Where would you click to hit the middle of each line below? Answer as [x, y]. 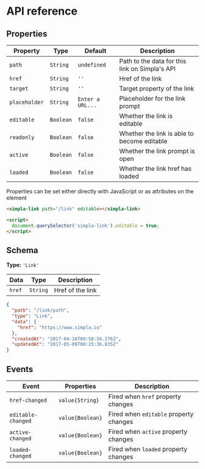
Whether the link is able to [156, 134]
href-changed [28, 400]
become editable [143, 141]
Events [20, 369]
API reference [42, 11]
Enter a [89, 99]
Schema [22, 250]
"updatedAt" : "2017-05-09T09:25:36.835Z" [65, 345]
